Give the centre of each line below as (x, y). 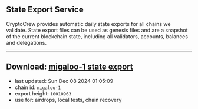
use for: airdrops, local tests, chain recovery (68, 100)
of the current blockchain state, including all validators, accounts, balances (97, 36)
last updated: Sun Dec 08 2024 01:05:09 (64, 81)
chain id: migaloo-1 (37, 87)
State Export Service (45, 10)
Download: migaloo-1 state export (70, 67)
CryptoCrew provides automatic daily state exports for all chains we (88, 24)
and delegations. (27, 42)
